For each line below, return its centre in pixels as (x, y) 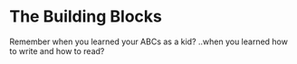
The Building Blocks (86, 17)
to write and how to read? (57, 50)
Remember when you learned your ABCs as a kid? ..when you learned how (148, 41)
